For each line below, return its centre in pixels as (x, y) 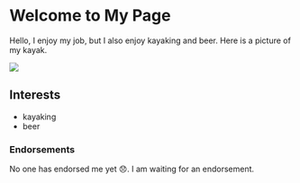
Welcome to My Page (90, 16)
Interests (35, 95)
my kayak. (28, 49)
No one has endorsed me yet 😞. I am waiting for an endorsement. (132, 169)
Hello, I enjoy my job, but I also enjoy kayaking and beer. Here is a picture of (150, 40)
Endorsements (42, 149)
